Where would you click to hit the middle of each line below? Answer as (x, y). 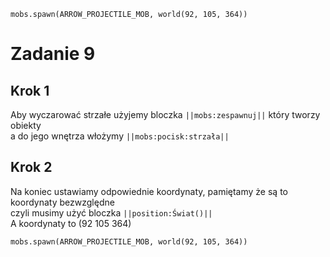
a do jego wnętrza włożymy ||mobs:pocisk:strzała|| (120, 136)
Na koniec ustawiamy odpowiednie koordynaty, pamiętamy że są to (149, 191)
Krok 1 (30, 90)
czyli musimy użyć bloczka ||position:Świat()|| (111, 212)
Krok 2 (31, 167)
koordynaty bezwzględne (62, 202)
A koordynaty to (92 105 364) (71, 223)
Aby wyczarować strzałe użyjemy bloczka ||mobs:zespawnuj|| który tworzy (165, 114)
